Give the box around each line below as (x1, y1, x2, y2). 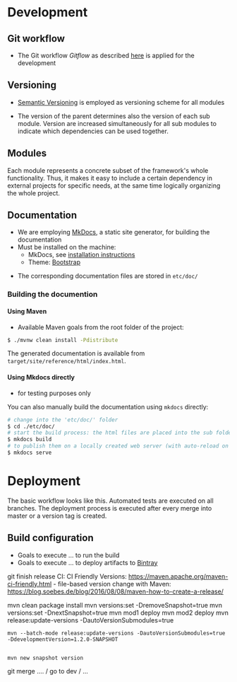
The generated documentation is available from (7, 349, 145, 358)
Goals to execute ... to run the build (17, 550, 120, 559)
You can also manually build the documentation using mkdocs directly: (7, 402, 209, 411)
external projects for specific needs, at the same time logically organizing (7, 181, 221, 190)
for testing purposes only (17, 389, 92, 397)
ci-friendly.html (7, 579, 52, 588)
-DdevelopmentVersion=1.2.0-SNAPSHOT (7, 635, 119, 643)
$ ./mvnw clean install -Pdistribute (7, 336, 119, 343)
